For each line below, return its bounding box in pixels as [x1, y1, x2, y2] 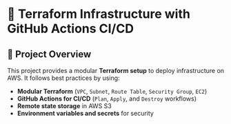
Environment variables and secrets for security [17, 110, 154, 117]
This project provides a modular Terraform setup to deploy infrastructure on [7, 67, 225, 74]
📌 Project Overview [7, 48, 92, 60]
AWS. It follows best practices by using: [7, 74, 120, 82]
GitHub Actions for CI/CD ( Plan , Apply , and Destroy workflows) [17, 94, 197, 103]
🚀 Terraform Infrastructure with [7, 6, 191, 22]
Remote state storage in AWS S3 [17, 102, 112, 110]
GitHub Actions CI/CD [7, 21, 134, 37]
